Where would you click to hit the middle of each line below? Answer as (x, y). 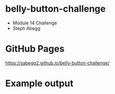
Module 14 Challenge (35, 23)
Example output (39, 84)
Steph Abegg (26, 28)
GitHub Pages (35, 49)
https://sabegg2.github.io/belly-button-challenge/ (57, 63)
